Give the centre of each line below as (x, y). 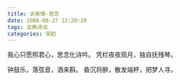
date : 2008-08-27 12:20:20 (47, 21)
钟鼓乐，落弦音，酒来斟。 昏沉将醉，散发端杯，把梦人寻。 (92, 70)
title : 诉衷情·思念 (33, 14)
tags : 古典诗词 (28, 27)
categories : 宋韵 (32, 34)
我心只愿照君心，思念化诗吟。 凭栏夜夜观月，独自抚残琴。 (92, 55)
